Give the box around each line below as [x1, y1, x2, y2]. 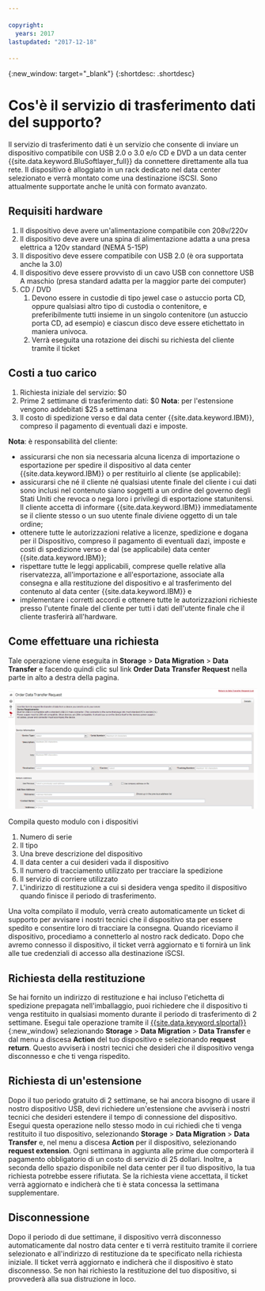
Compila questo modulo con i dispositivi [8, 817, 138, 827]
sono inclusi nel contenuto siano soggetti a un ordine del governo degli [19, 486, 252, 495]
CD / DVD [19, 284, 51, 294]
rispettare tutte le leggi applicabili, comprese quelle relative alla [19, 561, 226, 570]
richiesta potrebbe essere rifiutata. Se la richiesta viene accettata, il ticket [8, 1171, 248, 1180]
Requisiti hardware [8, 204, 103, 218]
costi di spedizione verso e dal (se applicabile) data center [19, 544, 210, 554]
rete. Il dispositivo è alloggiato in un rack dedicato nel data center [8, 165, 221, 174]
